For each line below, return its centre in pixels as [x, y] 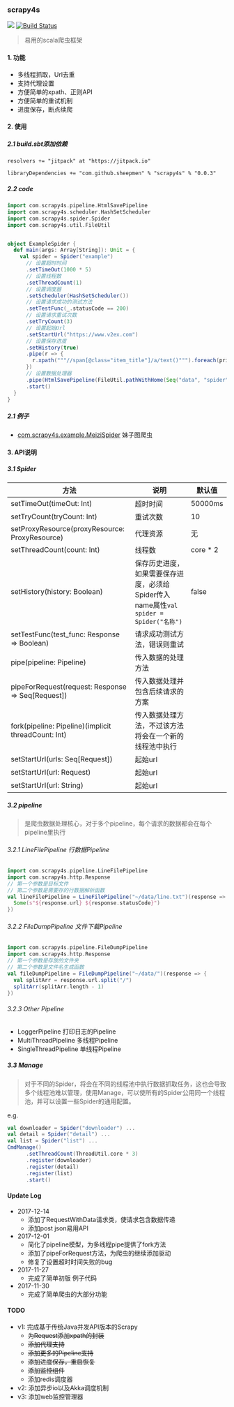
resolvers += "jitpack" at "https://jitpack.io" [79, 161]
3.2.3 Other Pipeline [36, 1009]
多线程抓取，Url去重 [46, 74]
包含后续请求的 [159, 691]
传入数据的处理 [159, 657]
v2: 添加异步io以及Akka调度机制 [63, 1387]
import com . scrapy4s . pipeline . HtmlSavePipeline [78, 206]
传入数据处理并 [159, 680]
